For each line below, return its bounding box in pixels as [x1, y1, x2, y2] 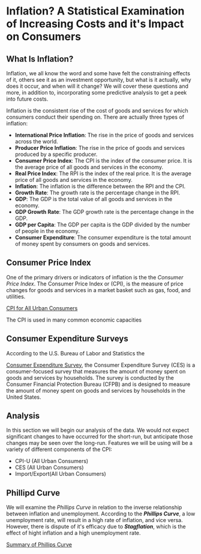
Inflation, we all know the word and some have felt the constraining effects [6, 70, 191, 76]
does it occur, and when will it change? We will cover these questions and [6, 82, 189, 90]
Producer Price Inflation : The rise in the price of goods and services [14, 145, 185, 151]
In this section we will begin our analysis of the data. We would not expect [6, 426, 190, 434]
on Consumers [6, 30, 81, 43]
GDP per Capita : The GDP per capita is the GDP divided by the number [14, 221, 191, 228]
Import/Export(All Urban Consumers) [14, 470, 106, 478]
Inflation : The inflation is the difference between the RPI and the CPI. [14, 182, 186, 190]
